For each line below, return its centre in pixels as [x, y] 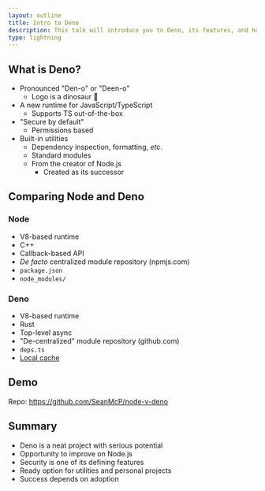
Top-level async [46, 333]
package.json [41, 270]
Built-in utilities [44, 139]
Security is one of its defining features [82, 462]
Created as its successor [84, 172]
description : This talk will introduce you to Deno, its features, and [128, 30]
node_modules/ [43, 279]
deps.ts [32, 350]
